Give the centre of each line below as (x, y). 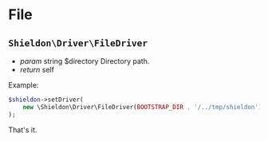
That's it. (23, 130)
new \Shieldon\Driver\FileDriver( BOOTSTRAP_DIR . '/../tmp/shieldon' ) (142, 107)
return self (37, 70)
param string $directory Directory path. (85, 61)
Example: (24, 85)
